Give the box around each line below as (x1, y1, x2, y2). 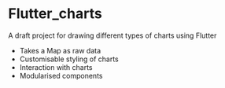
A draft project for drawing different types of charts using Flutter (8, 31, 217, 40)
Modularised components (19, 71, 103, 80)
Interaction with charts (19, 62, 93, 71)
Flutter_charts (8, 5, 102, 23)
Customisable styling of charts (19, 54, 120, 64)
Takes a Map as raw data (19, 46, 101, 55)
